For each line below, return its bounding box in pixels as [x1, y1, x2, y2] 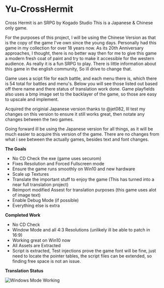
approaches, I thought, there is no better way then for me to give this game [5, 50, 157, 56]
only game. [5, 25, 28, 31]
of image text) [12, 192, 41, 198]
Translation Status [5, 267, 44, 274]
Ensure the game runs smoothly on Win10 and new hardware [12, 166, 136, 172]
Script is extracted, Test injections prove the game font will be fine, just [12, 248, 156, 254]
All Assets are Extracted [12, 242, 61, 248]
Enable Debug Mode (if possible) [12, 197, 79, 203]
